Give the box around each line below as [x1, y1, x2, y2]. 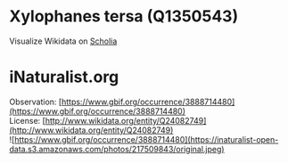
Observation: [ [9, 96, 62, 107]
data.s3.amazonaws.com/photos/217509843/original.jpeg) [9, 143, 225, 154]
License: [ [9, 115, 46, 126]
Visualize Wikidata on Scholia [9, 36, 118, 46]
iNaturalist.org [9, 67, 119, 87]
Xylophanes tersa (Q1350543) [9, 6, 239, 27]
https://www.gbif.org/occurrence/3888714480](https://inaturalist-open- [14, 134, 279, 144]
